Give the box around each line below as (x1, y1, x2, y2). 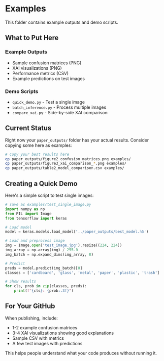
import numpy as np (5, 206, 45, 212)
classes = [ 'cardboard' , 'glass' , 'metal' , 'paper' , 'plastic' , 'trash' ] (5, 270, 160, 275)
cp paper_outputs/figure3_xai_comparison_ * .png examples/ (5, 161, 127, 166)
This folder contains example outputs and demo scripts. (5, 19, 118, 25)
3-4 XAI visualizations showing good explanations (12, 330, 114, 336)
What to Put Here (5, 34, 59, 42)
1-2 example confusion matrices (12, 324, 78, 330)
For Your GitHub (5, 302, 55, 311)
